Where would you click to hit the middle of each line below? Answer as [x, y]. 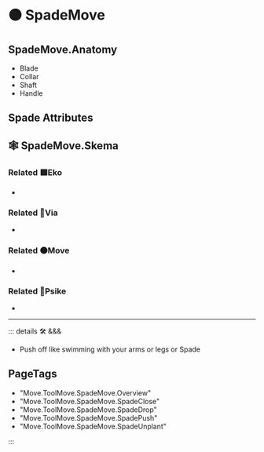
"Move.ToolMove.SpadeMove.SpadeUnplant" [93, 426]
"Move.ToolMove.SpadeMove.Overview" [85, 392]
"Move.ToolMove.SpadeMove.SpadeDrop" [88, 410]
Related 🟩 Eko [35, 172]
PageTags [33, 374]
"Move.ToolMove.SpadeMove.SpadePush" [88, 417]
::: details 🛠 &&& [35, 331]
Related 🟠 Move [39, 250]
